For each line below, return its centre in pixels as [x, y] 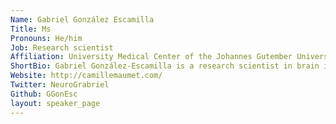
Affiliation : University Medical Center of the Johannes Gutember [151, 57]
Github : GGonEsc [44, 94]
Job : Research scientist [62, 47]
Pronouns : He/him [46, 38]
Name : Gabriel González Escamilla [82, 19]
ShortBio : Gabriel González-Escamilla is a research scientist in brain [165, 66]
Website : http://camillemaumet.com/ [86, 76]
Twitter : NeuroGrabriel [60, 85]
